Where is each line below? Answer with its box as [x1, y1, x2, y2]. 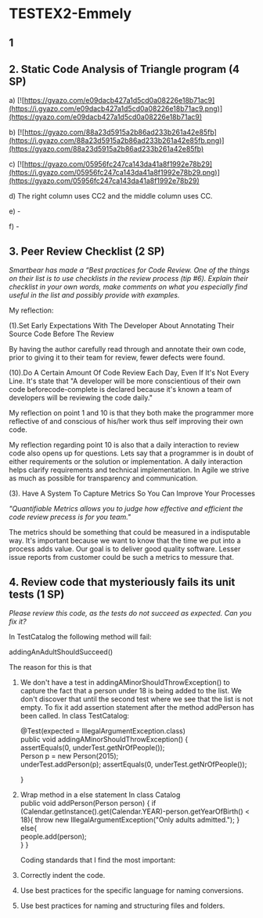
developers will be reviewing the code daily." [9, 393, 153, 403]
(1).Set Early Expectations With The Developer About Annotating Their [9, 321, 235, 331]
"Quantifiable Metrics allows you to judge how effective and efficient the [9, 504, 243, 514]
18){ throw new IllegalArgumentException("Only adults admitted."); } [20, 815, 240, 825]
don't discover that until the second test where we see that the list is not [20, 694, 254, 704]
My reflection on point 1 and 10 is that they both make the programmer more [9, 408, 254, 418]
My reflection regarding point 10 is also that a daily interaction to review [9, 441, 240, 450]
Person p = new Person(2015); [20, 752, 119, 761]
